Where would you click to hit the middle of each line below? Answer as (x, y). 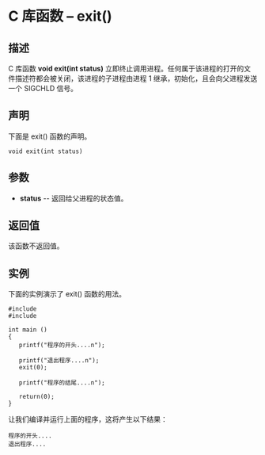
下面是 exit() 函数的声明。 (50, 136)
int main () (28, 330)
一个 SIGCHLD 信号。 (43, 88)
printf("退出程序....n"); (59, 361)
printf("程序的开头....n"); (62, 346)
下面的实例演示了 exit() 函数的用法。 (67, 294)
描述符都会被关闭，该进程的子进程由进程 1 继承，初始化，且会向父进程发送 (136, 78)
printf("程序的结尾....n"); (62, 383)
